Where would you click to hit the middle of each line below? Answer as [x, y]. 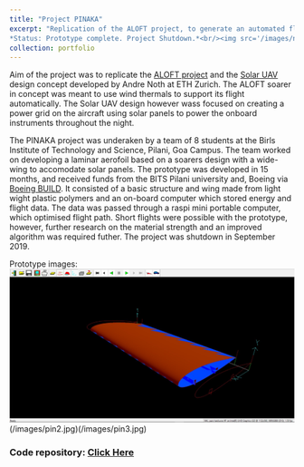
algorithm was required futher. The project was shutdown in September [142, 237]
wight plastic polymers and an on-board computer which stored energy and [151, 199]
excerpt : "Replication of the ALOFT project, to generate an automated [147, 29]
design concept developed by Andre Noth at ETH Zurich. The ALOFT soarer [151, 84]
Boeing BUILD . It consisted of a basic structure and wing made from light [145, 189]
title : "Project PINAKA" [56, 19]
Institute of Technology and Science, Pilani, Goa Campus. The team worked [150, 151]
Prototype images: [44, 264]
